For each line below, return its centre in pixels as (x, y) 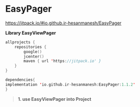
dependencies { (20, 80)
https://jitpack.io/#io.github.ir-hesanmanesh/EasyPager (63, 23)
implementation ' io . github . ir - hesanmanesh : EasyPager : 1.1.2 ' (71, 85)
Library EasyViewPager (31, 33)
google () (33, 51)
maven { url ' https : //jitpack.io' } (62, 61)
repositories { (31, 47)
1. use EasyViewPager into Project (54, 99)
